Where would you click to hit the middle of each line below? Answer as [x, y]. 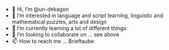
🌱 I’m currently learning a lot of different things [69, 28]
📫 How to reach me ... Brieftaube [53, 41]
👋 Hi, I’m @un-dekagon [40, 9]
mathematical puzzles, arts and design [59, 22]
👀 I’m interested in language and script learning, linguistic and [87, 15]
